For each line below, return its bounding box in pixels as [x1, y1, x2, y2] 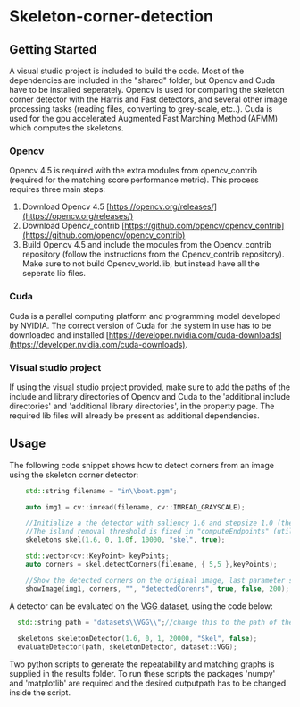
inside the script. [9, 687, 71, 698]
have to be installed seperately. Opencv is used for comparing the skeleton [9, 85, 285, 95]
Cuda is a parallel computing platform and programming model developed [9, 310, 281, 321]
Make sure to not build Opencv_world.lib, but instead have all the [21, 258, 261, 269]
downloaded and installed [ [9, 329, 110, 341]
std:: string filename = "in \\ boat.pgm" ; [25, 486, 178, 495]
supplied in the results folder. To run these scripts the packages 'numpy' [9, 669, 276, 679]
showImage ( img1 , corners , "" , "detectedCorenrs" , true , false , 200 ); [25, 584, 290, 593]
